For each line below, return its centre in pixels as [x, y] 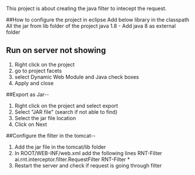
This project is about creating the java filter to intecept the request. [86, 8]
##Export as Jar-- [28, 94]
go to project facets [38, 71]
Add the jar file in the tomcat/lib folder [60, 147]
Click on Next [31, 124]
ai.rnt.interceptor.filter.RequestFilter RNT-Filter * [72, 159]
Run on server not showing [56, 50]
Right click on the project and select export [66, 106]
